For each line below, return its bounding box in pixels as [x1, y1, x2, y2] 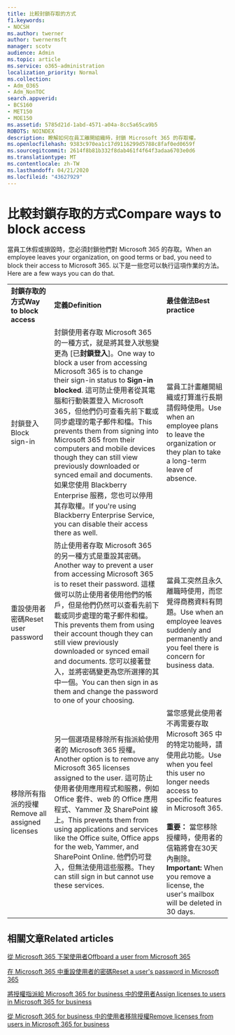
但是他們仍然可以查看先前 [68, 601, 152, 610]
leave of [166, 465, 193, 474]
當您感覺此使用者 [166, 708, 222, 718]
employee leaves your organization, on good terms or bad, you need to [7, 253, 212, 262]
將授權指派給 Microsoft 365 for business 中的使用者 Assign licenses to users [7, 990, 226, 999]
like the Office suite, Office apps [54, 833, 159, 843]
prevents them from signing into [54, 426, 159, 436]
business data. [166, 660, 215, 670]
